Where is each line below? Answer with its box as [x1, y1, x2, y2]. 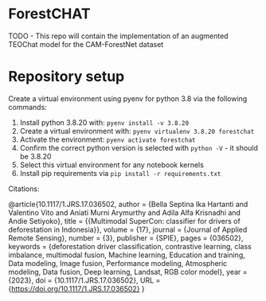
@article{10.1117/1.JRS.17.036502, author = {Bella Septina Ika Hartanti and [8, 199, 248, 209]
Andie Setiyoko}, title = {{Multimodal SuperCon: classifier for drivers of [8, 216, 241, 225]
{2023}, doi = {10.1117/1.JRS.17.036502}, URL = [8, 276, 161, 285]
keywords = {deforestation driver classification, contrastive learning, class [8, 241, 252, 251]
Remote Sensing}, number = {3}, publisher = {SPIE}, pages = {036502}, [8, 233, 244, 243]
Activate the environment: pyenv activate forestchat [19, 135, 197, 144]
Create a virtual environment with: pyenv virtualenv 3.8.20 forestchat [19, 126, 255, 135]
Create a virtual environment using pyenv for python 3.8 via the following [8, 93, 248, 104]
